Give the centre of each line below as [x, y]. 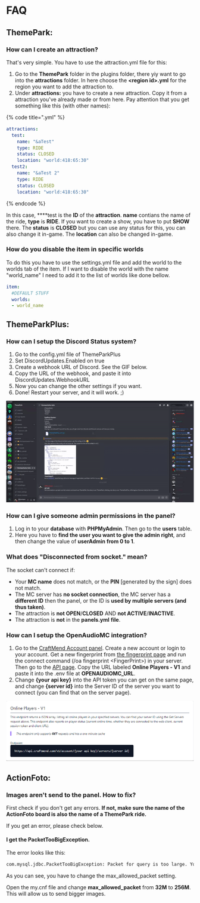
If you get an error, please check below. [55, 826]
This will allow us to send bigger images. [56, 894]
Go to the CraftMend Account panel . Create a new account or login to [100, 648]
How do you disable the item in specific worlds [75, 250]
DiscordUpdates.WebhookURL [52, 379]
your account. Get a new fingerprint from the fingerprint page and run [100, 655]
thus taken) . [30, 607]
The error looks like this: [36, 853]
